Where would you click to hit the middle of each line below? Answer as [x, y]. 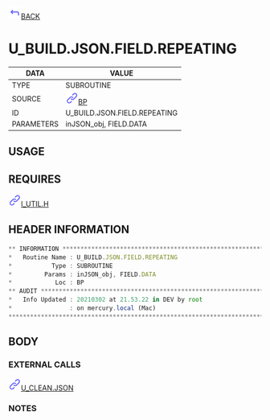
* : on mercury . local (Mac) [82, 308]
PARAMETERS [35, 124]
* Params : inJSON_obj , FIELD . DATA [82, 274]
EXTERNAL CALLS [45, 364]
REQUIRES [35, 179]
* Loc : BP [46, 283]
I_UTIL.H [35, 204]
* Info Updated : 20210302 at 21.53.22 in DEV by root [106, 300]
